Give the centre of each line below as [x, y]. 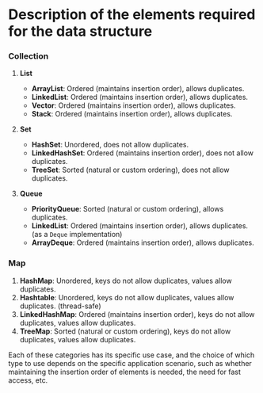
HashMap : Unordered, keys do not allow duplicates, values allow [126, 280]
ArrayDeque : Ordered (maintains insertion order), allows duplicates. [143, 242]
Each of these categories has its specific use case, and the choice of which [131, 355]
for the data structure [80, 31]
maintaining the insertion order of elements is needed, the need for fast [125, 372]
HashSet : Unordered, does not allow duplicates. [110, 145]
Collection [29, 56]
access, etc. [28, 380]
